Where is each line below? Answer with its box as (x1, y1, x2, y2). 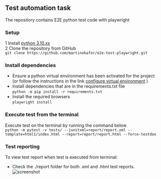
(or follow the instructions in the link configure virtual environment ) (12, 78, 148, 84)
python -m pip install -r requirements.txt (12, 89, 103, 94)
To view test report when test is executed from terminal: (5, 154, 118, 160)
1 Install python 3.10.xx (5, 40, 50, 46)
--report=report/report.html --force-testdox (62, 132, 157, 136)
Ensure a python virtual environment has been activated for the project (12, 73, 155, 79)
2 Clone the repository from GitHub (5, 45, 76, 51)
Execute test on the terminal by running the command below (5, 122, 127, 128)
